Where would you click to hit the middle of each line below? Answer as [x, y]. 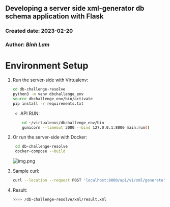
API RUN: [30, 113]
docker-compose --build [40, 151]
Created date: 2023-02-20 [39, 31]
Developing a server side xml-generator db [75, 8]
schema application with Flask [54, 17]
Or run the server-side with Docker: [50, 137]
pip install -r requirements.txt [48, 103]
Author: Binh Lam [27, 44]
